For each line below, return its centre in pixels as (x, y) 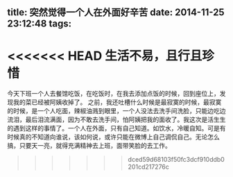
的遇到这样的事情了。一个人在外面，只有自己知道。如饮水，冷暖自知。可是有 (116, 128)
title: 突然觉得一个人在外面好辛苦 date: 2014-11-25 (116, 12)
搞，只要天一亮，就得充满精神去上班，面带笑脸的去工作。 (89, 146)
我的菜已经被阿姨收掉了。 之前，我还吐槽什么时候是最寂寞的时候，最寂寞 (117, 102)
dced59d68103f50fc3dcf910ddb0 (176, 160)
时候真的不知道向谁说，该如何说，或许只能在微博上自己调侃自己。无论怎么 (113, 137)
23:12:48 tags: (39, 24)
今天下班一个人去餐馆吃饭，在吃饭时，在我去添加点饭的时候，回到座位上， (113, 94)
